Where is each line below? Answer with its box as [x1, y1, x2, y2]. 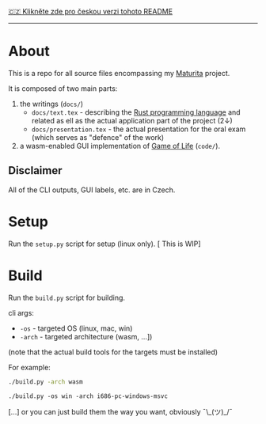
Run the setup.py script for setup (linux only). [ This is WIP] [8, 239, 201, 248]
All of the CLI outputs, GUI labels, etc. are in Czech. [8, 185, 176, 195]
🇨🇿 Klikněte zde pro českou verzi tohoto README [8, 7, 173, 16]
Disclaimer [8, 164, 63, 177]
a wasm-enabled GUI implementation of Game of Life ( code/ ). [19, 141, 220, 150]
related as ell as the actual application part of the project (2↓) [31, 115, 234, 125]
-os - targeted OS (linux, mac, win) [19, 324, 133, 333]
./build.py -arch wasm [8, 377, 83, 386]
